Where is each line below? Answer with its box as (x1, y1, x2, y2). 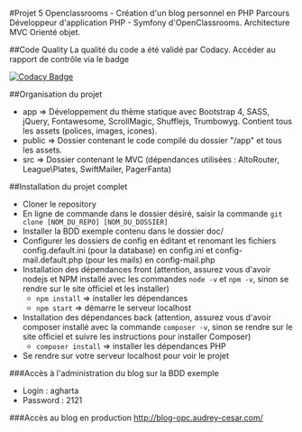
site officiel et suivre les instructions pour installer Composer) (22, 331, 252, 342)
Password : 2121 (22, 395, 83, 405)
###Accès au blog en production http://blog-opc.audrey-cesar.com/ (9, 412, 263, 423)
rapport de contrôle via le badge (9, 54, 129, 64)
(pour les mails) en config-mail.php (85, 254, 215, 265)
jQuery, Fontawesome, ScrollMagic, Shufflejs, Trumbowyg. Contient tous (22, 116, 293, 126)
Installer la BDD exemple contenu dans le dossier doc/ (22, 225, 224, 236)
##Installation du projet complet (9, 181, 128, 192)
